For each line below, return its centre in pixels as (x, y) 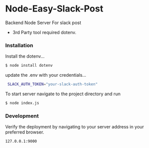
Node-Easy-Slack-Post (54, 9)
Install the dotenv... (25, 56)
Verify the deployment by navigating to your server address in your (75, 127)
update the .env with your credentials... (46, 75)
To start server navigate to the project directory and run (63, 94)
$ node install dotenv (29, 66)
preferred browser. (25, 132)
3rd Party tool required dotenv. (44, 32)
